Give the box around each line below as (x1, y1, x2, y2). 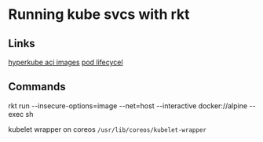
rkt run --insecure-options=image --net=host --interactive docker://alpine (8, 100, 248, 111)
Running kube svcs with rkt (8, 5, 190, 24)
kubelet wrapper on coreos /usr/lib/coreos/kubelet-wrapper (8, 124, 206, 134)
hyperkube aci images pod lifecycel (8, 57, 123, 67)
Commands (8, 80, 67, 93)
